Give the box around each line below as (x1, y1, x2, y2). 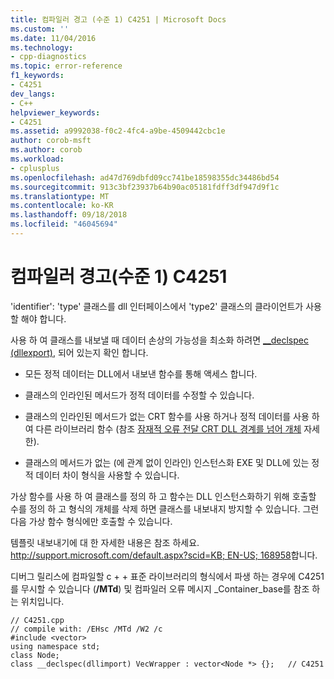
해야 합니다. (20, 312, 67, 325)
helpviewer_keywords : (10, 107, 101, 118)
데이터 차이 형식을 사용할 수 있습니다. (35, 469, 180, 481)
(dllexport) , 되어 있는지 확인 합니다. (10, 346, 149, 358)
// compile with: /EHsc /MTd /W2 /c (10, 624, 163, 634)
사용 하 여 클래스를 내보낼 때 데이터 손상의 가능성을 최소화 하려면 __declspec (10, 334, 309, 346)
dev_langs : (10, 89, 56, 99)
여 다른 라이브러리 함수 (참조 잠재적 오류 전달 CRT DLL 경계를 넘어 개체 (24, 422, 302, 435)
